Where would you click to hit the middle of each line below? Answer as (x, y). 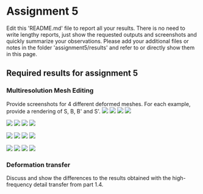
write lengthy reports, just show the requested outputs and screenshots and (101, 34)
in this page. (22, 54)
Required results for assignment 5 (72, 74)
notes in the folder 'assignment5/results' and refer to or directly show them (101, 48)
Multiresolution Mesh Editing (50, 91)
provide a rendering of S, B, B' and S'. (53, 111)
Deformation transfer (38, 165)
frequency (19, 184)
